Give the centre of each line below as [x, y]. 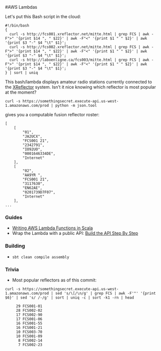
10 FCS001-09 [29, 336]
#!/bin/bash [17, 25]
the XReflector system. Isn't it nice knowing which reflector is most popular [80, 87]
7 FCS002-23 [30, 345]
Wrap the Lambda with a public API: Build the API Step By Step [75, 233]
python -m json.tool [76, 105]
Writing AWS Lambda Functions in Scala [52, 228]
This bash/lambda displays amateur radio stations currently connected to [79, 82]
